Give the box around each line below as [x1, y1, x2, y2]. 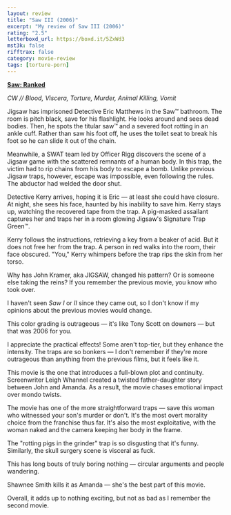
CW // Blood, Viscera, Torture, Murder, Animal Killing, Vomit [7, 94, 177, 102]
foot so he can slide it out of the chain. [7, 136, 117, 145]
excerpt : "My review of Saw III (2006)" [7, 23, 125, 30]
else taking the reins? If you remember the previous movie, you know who [7, 278, 217, 286]
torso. [7, 257, 24, 266]
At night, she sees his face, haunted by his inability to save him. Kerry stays [7, 200, 221, 208]
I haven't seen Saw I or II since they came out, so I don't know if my [7, 298, 199, 307]
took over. [7, 285, 36, 293]
